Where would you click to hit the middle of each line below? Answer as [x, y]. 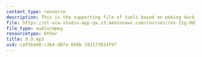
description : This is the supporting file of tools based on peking [94, 17]
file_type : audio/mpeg [35, 28]
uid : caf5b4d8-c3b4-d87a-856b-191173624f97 [62, 45]
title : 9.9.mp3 [25, 39]
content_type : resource [36, 12]
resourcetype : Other [32, 34]
